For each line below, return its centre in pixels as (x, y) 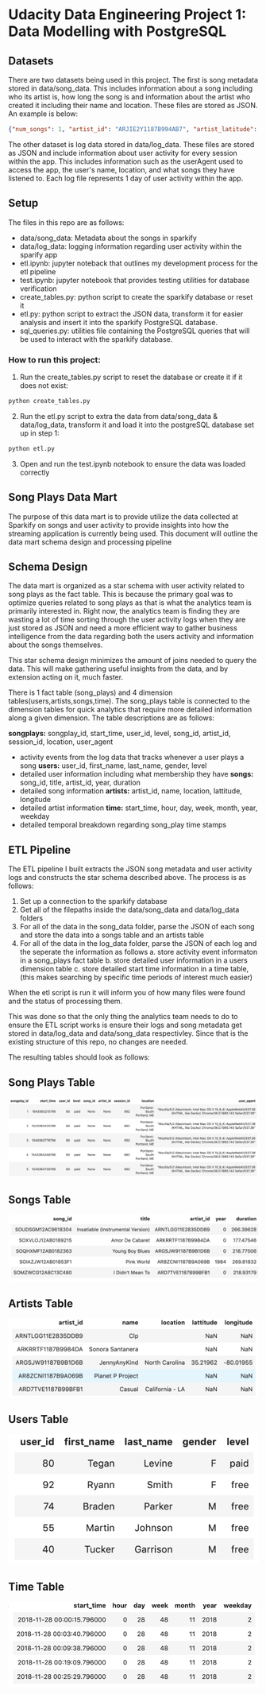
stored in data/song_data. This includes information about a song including (131, 88)
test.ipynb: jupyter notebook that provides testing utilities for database (135, 280)
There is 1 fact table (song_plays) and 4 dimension (91, 692)
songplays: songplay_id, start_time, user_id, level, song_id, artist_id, (120, 734)
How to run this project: (55, 359)
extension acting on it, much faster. (66, 677)
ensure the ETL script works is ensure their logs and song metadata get (125, 1025)
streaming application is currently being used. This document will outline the (133, 533)
